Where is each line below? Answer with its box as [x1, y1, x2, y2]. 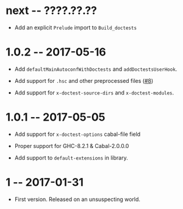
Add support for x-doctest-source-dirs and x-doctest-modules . [14, 89, 174, 96]
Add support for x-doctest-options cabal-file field [14, 130, 141, 138]
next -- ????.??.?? [5, 4, 98, 18]
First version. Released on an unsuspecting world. [14, 196, 141, 203]
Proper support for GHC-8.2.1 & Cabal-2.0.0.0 [14, 142, 129, 149]
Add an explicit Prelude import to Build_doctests [14, 24, 137, 31]
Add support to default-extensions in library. [14, 154, 129, 161]
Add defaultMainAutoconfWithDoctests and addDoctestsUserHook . [14, 65, 178, 73]
